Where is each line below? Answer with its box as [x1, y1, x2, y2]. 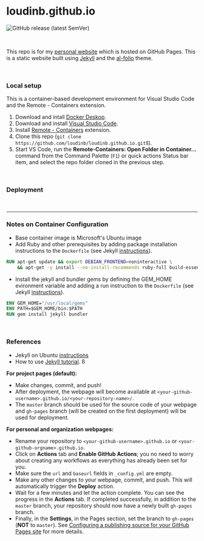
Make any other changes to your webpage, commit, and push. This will [15, 476, 192, 483]
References [6, 337, 41, 346]
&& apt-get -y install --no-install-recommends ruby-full [17, 264, 167, 270]
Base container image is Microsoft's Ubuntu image [15, 234, 142, 241]
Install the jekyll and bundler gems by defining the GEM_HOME [15, 275, 172, 283]
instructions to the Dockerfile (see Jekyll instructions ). [15, 247, 152, 254]
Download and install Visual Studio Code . [15, 120, 118, 127]
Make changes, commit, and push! [15, 381, 102, 388]
